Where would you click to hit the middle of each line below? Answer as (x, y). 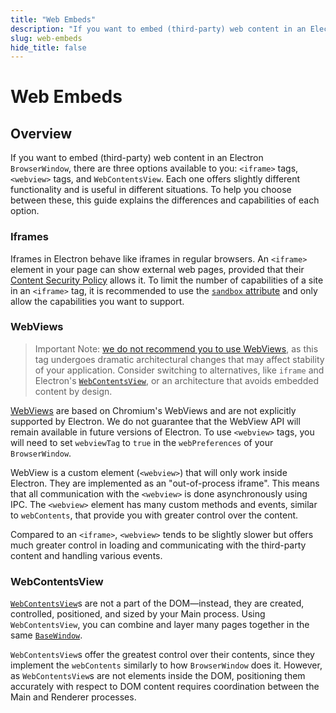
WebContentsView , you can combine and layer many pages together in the (160, 625)
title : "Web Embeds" (53, 19)
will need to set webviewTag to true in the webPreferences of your (142, 442)
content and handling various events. (86, 555)
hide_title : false (48, 47)
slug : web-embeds (46, 38)
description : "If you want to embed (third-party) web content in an (158, 29)
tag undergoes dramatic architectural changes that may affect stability (179, 359)
